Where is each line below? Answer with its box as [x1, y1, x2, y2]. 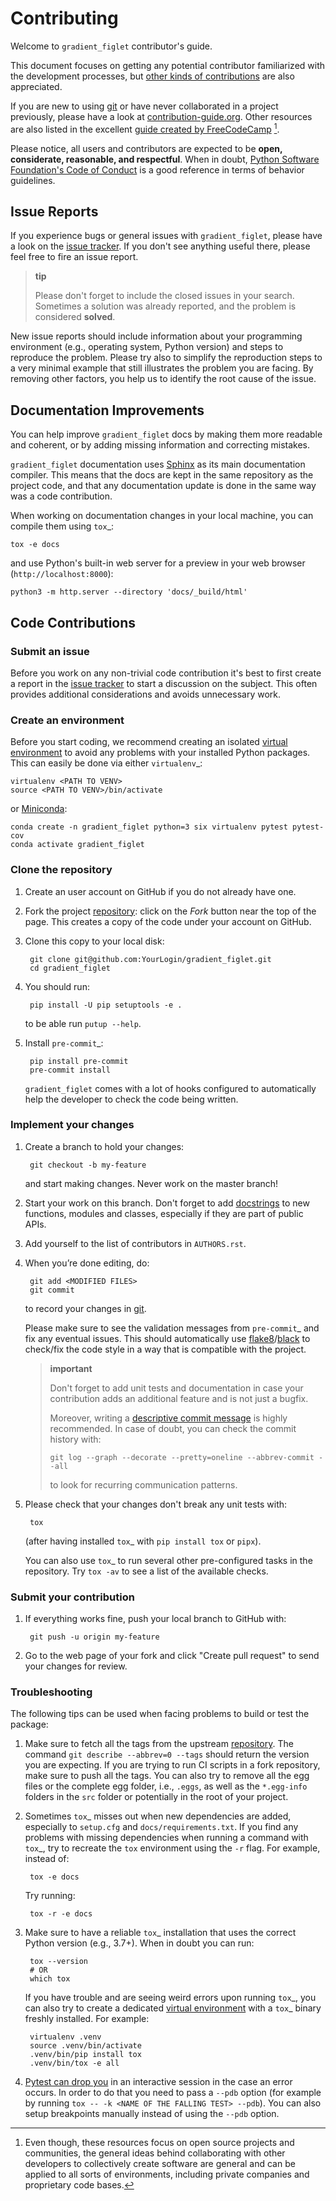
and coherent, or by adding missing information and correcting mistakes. [10, 439, 311, 451]
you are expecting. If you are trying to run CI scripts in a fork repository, [24, 1759, 321, 1771]
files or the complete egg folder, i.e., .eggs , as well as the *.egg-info [24, 1780, 308, 1792]
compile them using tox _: [10, 520, 115, 532]
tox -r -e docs [29, 1909, 93, 1919]
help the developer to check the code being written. [24, 1093, 239, 1105]
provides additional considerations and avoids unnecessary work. [10, 688, 282, 700]
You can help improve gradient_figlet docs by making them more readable [10, 428, 323, 441]
